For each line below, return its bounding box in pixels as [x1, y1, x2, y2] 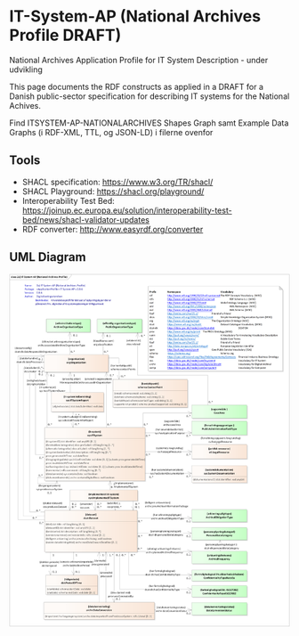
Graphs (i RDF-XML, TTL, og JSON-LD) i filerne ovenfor [9, 126, 214, 137]
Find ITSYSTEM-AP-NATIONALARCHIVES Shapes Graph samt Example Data [9, 118, 289, 128]
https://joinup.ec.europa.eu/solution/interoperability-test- [21, 205, 233, 216]
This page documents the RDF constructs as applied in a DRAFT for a [9, 81, 264, 92]
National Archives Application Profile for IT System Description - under [9, 54, 269, 65]
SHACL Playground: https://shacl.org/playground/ [21, 185, 205, 197]
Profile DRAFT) [9, 25, 122, 45]
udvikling [9, 64, 43, 75]
